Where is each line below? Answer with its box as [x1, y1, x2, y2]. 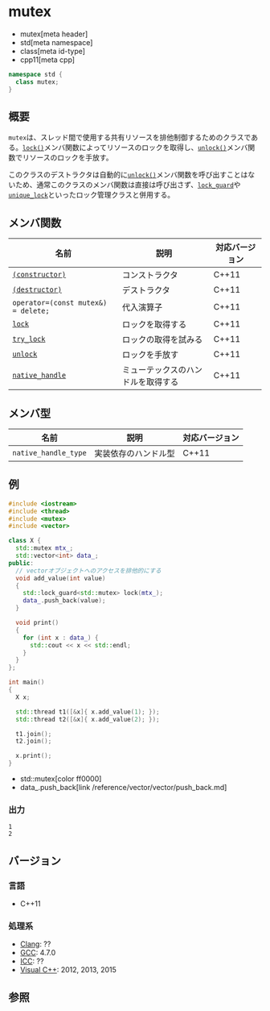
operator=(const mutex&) [12, 298, 108, 308]
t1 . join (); [15, 730, 52, 738]
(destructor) [12, 285, 63, 294]
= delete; [12, 306, 50, 316]
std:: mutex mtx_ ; [15, 544, 74, 552]
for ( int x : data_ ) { [22, 634, 99, 642]
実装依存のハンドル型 [94, 448, 175, 459]
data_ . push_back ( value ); [22, 597, 106, 605]
